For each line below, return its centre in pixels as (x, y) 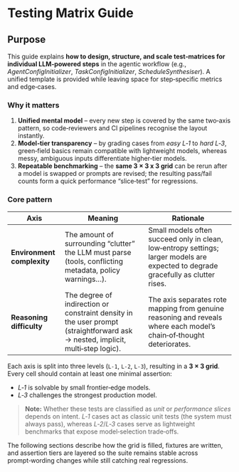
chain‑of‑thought (176, 335)
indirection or (87, 304)
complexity (30, 261)
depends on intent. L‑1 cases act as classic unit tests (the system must (128, 416)
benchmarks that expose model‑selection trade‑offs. (102, 431)
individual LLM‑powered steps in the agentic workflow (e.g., (97, 64)
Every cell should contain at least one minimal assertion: (90, 373)
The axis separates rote (188, 299)
